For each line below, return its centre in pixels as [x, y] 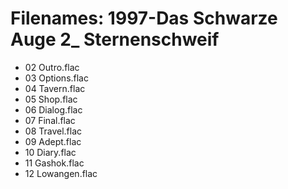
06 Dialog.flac [53, 109]
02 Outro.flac [52, 67]
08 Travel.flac [53, 131]
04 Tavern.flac [55, 88]
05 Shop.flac [51, 99]
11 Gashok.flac [54, 163]
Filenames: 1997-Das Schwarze [144, 18]
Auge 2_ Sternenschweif [115, 39]
